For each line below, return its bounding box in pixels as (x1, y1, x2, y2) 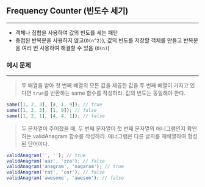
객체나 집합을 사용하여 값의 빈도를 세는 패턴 (15, 29, 118, 36)
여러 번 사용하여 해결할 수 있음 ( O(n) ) (21, 44, 110, 51)
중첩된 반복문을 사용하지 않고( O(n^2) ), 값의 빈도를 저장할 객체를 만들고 (15, 36, 182, 44)
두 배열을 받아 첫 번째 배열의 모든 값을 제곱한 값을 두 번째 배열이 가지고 (21, 82, 189, 89)
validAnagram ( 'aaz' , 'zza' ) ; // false (6, 158, 105, 164)
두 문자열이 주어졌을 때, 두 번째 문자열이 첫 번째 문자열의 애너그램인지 (21, 125, 186, 132)
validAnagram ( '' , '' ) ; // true (6, 152, 86, 158)
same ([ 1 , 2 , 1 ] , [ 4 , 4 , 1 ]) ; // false (6, 112, 105, 119)
